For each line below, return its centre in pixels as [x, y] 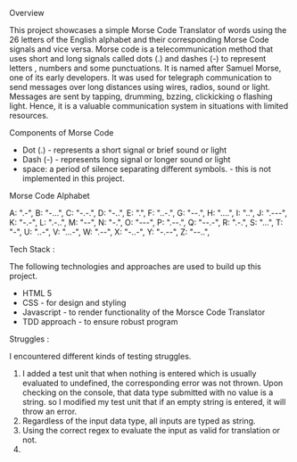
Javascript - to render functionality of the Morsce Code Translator [144, 312]
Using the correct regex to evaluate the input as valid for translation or [151, 430]
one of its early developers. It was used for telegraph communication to [140, 78]
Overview [27, 13]
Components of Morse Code [62, 132]
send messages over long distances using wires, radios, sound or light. [140, 87]
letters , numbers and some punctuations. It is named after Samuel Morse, [145, 68]
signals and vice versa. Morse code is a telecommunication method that [141, 49]
